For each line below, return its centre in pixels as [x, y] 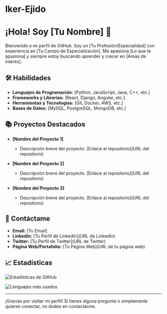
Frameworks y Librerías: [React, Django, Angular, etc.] [69, 98]
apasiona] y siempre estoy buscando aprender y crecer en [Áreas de [76, 56]
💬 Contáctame [28, 219]
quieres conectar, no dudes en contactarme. [51, 307]
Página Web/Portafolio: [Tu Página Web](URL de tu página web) [79, 246]
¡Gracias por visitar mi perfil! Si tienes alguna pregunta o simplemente [77, 301]
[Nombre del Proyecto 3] [38, 188]
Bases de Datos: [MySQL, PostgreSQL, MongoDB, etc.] [69, 108]
